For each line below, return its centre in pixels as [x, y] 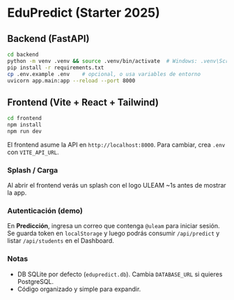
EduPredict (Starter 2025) [84, 13]
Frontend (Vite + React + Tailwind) [83, 102]
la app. [17, 193]
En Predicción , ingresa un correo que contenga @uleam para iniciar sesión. [114, 226]
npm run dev [24, 131]
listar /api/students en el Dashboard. [61, 241]
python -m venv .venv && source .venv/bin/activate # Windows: [102, 61]
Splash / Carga [33, 170]
